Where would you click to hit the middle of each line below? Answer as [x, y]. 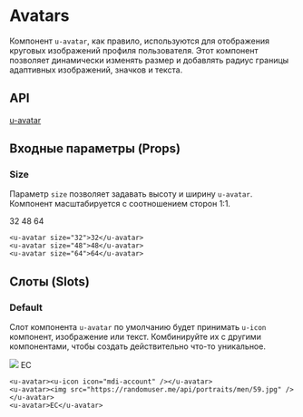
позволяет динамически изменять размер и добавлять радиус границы [149, 60]
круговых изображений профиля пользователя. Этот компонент [134, 50]
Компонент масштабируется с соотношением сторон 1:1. [120, 204]
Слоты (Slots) [50, 281]
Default [26, 307]
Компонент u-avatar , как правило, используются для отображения [140, 41]
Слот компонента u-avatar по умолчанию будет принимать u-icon [138, 327]
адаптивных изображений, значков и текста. [96, 70]
